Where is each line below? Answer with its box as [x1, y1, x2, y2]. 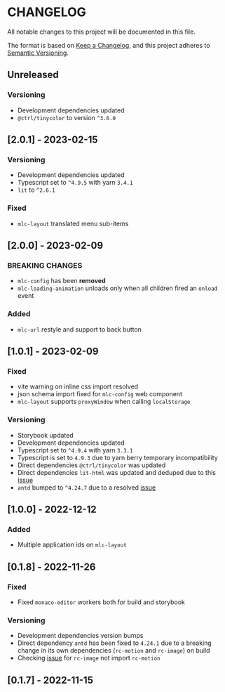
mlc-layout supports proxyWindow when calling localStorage [17, 398, 191, 406]
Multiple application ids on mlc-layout [17, 540, 128, 549]
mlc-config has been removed [17, 277, 107, 285]
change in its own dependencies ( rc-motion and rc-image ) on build [17, 646, 210, 655]
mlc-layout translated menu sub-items [17, 219, 129, 228]
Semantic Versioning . [7, 48, 69, 57]
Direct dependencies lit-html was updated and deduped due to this [17, 468, 216, 476]
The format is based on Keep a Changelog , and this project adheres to [7, 41, 210, 49]
